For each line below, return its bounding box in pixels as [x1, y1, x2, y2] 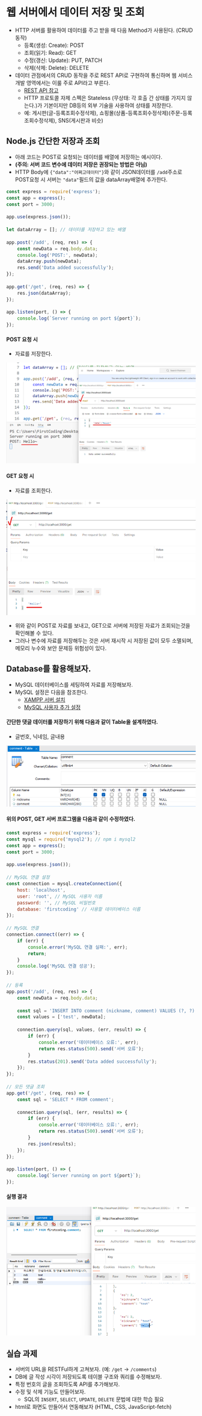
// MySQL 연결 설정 [6, 874, 50, 880]
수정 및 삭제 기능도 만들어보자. [14, 1388, 86, 1396]
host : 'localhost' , [17, 887, 66, 893]
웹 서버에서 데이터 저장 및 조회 [6, 5, 145, 19]
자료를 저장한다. [14, 350, 52, 357]
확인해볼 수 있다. [14, 629, 54, 637]
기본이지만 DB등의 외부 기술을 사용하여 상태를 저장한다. [43, 102, 173, 109]
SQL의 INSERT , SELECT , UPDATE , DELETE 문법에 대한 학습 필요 [23, 1396, 164, 1403]
